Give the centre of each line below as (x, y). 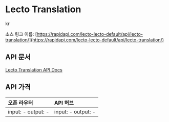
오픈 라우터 (20, 103)
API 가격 (18, 87)
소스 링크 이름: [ (21, 34)
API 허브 (64, 103)
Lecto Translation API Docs (34, 69)
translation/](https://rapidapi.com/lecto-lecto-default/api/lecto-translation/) (85, 40)
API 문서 (18, 57)
